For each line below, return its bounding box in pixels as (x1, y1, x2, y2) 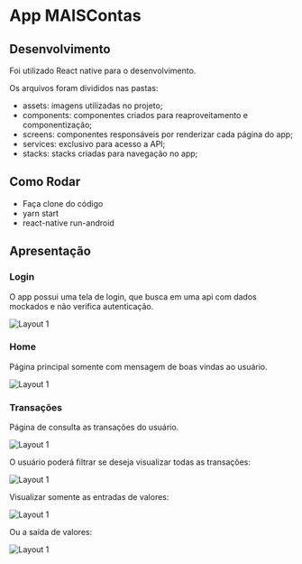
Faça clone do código (22, 198, 104, 208)
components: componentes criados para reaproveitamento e (22, 110, 249, 120)
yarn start (22, 208, 59, 218)
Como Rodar (9, 174, 81, 190)
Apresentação (9, 244, 92, 259)
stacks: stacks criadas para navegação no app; (22, 148, 198, 159)
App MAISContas (9, 5, 142, 26)
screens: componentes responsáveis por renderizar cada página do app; (22, 129, 293, 140)
